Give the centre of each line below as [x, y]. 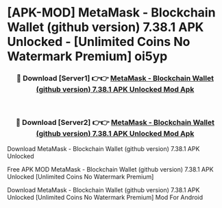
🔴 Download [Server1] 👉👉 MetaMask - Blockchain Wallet [115, 78]
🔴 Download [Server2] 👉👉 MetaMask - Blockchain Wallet [115, 123]
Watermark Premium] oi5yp [87, 57]
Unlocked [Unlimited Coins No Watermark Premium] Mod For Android [105, 197]
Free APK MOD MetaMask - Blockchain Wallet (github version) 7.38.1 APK [110, 169]
